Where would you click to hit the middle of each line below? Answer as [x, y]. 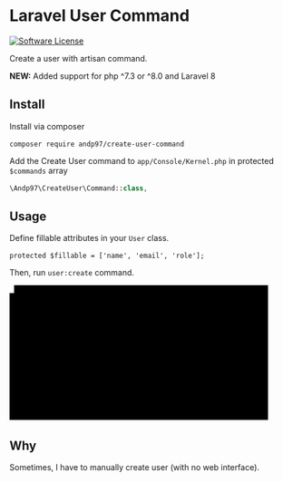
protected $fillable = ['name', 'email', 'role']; [107, 256]
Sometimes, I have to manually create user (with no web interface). [135, 468]
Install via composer [47, 126]
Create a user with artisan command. [78, 58]
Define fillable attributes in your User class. [89, 238]
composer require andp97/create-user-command [97, 144]
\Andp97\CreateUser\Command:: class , [78, 188]
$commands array [39, 170]
